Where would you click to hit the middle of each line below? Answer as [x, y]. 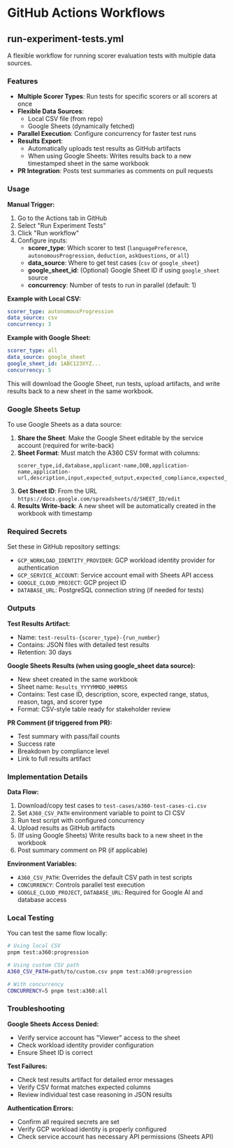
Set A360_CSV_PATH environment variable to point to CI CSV [101, 813]
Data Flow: [23, 792]
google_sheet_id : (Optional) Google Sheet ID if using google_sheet [124, 270]
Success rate [36, 744]
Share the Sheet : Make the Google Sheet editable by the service [110, 438]
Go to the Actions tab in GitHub [62, 218]
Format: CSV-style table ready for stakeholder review [94, 709]
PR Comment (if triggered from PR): [60, 723]
